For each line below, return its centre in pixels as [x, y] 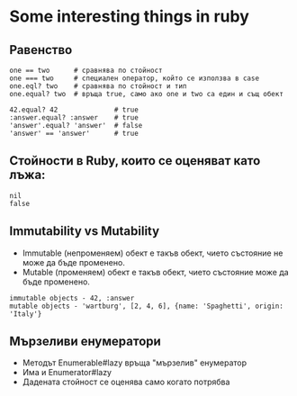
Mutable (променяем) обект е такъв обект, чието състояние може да [156, 272]
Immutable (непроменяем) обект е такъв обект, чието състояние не [153, 253]
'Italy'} [26, 314]
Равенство [41, 50]
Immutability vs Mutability [85, 231]
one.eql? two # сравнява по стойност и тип [98, 86]
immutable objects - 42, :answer [72, 298]
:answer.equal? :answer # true [74, 118]
